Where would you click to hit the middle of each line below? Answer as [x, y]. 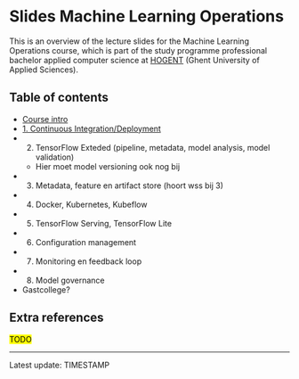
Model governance [70, 280]
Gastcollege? [46, 289]
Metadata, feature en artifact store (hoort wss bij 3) [129, 185]
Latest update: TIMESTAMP [60, 365]
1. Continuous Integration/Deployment [92, 128]
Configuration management [85, 242]
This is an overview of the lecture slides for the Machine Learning [129, 41]
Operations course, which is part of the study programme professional [138, 50]
